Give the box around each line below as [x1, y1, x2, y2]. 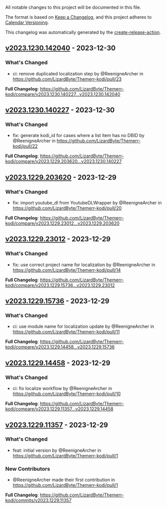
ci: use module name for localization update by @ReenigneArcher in [12, 323, 154, 329]
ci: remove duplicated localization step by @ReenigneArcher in [12, 70, 143, 76]
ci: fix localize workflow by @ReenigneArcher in [12, 386, 112, 392]
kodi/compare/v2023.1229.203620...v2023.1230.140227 [5, 158, 122, 164]
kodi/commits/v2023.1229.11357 [5, 497, 72, 503]
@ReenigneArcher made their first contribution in [12, 477, 115, 483]
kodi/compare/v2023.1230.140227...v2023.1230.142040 [5, 91, 120, 97]
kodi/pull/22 [12, 143, 38, 149]
